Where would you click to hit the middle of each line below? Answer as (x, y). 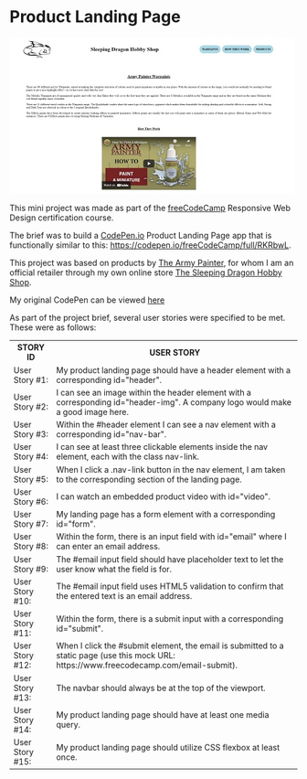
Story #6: (31, 501)
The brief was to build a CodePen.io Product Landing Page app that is (141, 235)
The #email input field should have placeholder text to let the (170, 559)
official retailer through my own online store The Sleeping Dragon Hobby (146, 272)
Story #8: (31, 547)
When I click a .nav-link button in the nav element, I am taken (171, 469)
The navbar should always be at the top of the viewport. (161, 688)
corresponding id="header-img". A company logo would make (174, 402)
